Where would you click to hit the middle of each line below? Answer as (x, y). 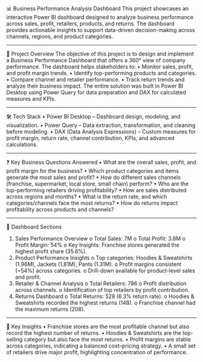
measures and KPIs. (31, 99)
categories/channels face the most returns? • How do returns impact (92, 203)
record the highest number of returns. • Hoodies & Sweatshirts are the (94, 333)
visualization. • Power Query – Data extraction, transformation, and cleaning (101, 125)
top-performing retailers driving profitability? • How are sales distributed (97, 190)
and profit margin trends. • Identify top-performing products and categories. (101, 73)
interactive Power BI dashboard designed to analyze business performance (100, 17)
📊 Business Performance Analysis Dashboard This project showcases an (98, 8)
